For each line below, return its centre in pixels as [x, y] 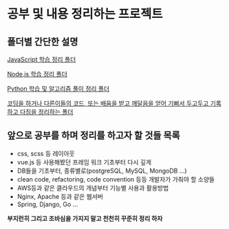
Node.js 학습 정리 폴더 [37, 74]
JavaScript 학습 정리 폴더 [42, 59]
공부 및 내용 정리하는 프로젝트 [85, 14]
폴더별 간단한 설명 [43, 42]
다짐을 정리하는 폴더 [46, 112]
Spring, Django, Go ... [47, 204]
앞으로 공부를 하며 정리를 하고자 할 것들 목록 [94, 136]
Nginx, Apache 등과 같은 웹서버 [60, 196]
